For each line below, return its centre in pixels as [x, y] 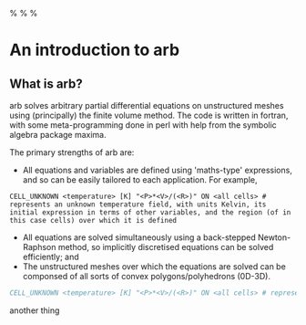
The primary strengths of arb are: [72, 152]
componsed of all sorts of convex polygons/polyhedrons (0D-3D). [147, 276]
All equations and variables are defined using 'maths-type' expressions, [158, 170]
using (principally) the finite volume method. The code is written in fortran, [149, 115]
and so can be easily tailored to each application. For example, [140, 180]
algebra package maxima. [58, 135]
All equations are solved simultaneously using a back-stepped [139, 237]
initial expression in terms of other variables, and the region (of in [150, 213]
